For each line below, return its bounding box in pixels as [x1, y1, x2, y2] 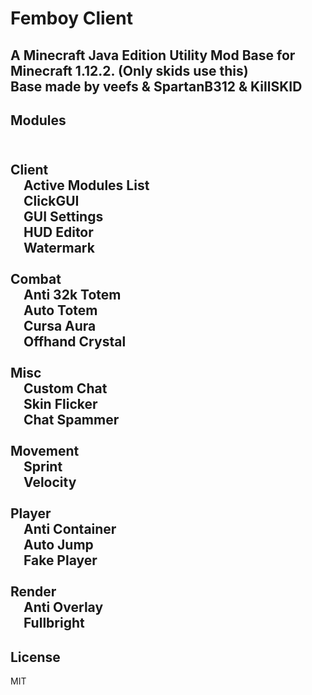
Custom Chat [23, 380, 108, 397]
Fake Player [23, 552, 98, 569]
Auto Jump [23, 537, 94, 554]
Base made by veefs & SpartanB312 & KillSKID [10, 78, 303, 95]
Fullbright [23, 615, 85, 632]
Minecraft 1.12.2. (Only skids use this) [10, 62, 249, 79]
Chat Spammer [23, 412, 120, 429]
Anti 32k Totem [23, 287, 122, 304]
